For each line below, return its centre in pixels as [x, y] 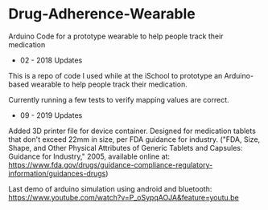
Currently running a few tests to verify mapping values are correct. [119, 99]
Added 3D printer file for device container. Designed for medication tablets [132, 131]
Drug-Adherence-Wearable [102, 14]
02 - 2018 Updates [51, 60]
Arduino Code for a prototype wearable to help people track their [116, 36]
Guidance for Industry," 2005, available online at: [89, 156]
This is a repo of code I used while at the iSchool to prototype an [115, 75]
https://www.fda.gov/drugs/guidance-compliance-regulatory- [111, 164]
